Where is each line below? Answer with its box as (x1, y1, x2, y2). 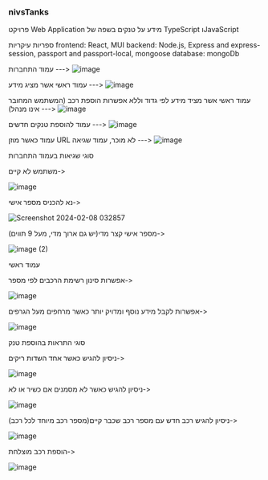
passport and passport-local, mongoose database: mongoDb (37, 49, 240, 59)
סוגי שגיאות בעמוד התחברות (8, 151, 94, 161)
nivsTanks (8, 6, 50, 18)
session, (8, 49, 36, 59)
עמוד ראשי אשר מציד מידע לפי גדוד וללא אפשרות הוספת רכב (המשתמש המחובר (8, 96, 251, 105)
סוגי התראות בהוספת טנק (8, 338, 86, 347)
